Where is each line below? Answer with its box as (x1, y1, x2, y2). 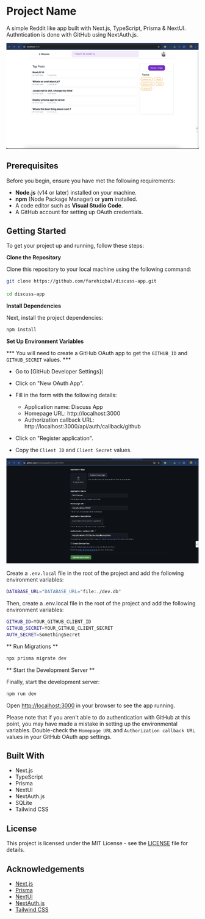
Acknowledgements (6, 863, 85, 874)
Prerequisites (6, 160, 59, 171)
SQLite (15, 799, 32, 807)
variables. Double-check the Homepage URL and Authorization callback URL (6, 726, 195, 733)
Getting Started (6, 226, 67, 236)
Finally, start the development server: (6, 678, 100, 685)
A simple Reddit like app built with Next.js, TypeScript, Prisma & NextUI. (6, 24, 186, 32)
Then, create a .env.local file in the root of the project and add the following (6, 600, 196, 607)
